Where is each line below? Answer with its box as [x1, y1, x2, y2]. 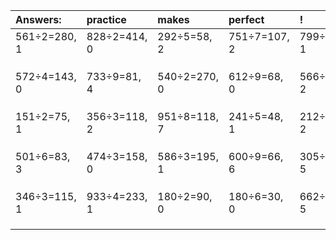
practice [86, 13, 127, 26]
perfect [228, 13, 265, 26]
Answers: [15, 13, 62, 26]
